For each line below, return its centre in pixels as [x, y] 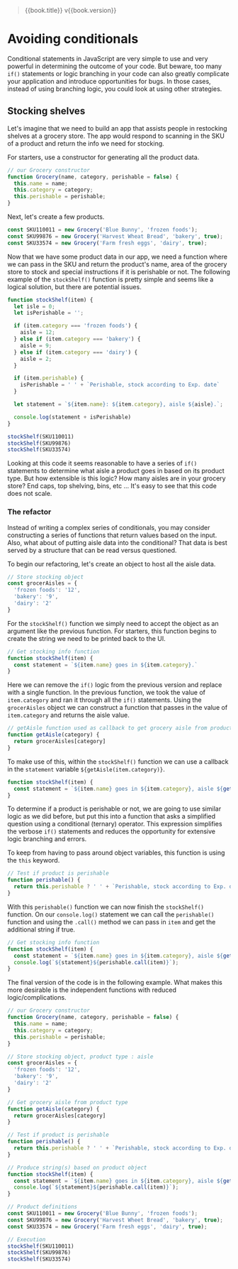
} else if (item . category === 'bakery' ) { [77, 339]
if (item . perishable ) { [49, 378]
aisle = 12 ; [38, 333]
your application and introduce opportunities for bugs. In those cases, [109, 81]
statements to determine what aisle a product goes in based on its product [116, 471]
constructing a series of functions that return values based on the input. [112, 535]
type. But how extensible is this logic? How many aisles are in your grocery [117, 478]
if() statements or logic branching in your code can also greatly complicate [118, 73]
